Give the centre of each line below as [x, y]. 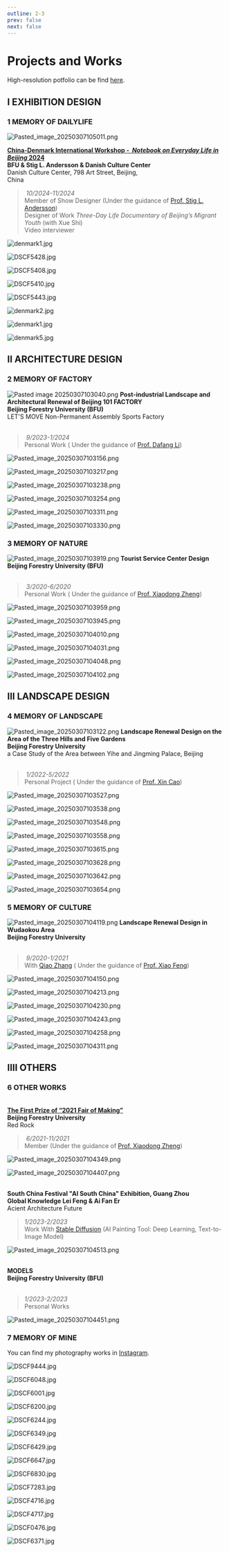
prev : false [24, 20]
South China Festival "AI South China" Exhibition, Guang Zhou [98, 1193]
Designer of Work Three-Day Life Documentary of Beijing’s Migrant [120, 215]
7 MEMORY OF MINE [42, 1338]
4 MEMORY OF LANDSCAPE [55, 716]
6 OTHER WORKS [37, 1088]
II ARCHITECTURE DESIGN [65, 359]
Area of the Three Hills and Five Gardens [66, 739]
